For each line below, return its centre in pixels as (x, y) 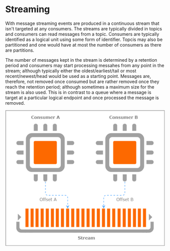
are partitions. (20, 50)
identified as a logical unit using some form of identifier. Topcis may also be (84, 39)
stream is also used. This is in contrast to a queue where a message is (78, 92)
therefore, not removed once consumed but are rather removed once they (82, 81)
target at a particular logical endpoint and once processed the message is (82, 98)
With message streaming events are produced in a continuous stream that (82, 23)
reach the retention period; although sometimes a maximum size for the (80, 87)
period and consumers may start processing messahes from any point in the (85, 65)
